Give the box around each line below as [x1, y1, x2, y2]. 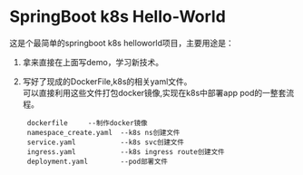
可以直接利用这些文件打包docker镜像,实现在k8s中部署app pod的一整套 [22, 87, 287, 98]
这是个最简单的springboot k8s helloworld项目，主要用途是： [9, 37, 234, 48]
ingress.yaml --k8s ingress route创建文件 [26, 147, 225, 156]
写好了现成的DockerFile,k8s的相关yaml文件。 [22, 75, 192, 87]
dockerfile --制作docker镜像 [26, 118, 148, 128]
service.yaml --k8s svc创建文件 [26, 138, 184, 147]
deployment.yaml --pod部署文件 [26, 157, 168, 166]
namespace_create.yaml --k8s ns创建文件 [26, 128, 181, 137]
